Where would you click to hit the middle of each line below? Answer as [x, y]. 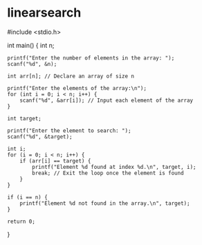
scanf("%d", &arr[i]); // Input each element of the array [107, 100]
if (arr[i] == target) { [55, 161]
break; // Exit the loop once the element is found [108, 173]
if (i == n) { [28, 197]
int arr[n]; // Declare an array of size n [71, 76]
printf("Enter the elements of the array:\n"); [77, 88]
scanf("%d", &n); [32, 64]
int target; [24, 118]
